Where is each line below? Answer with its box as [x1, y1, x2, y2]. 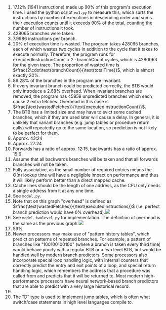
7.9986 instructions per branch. [12, 36, 77, 41]
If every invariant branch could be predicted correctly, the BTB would [12, 83, 154, 88]
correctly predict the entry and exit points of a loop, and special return [12, 263, 156, 268]
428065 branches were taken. [12, 31, 75, 36]
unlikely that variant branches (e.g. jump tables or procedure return [12, 119, 150, 125]
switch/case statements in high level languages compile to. [12, 299, 133, 305]
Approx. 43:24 [12, 135, 42, 141]
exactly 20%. [12, 73, 40, 78]
